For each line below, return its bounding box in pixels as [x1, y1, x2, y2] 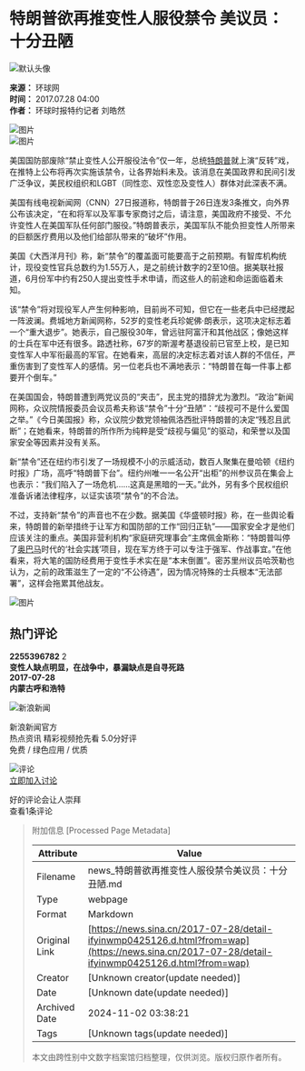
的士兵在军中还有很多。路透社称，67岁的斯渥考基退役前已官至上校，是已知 [9, 337, 290, 348]
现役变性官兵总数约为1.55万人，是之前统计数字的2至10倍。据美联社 [25, 261, 277, 273]
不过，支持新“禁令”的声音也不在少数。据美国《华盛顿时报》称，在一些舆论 [9, 509, 288, 520]
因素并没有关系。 [40, 436, 105, 447]
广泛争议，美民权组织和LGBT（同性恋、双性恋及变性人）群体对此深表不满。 [9, 177, 292, 188]
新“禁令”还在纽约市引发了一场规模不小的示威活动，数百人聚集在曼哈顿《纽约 [9, 455, 295, 466]
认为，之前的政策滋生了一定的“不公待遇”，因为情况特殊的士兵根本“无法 [9, 566, 275, 577]
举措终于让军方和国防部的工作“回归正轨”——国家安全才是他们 [64, 520, 295, 532]
